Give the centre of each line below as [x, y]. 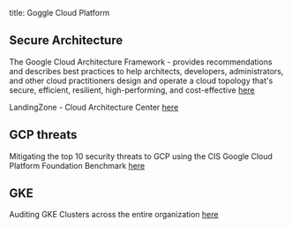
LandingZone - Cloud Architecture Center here [94, 107]
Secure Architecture [66, 40]
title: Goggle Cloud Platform [60, 13]
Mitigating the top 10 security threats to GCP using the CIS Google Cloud [141, 156]
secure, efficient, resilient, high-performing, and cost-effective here [132, 90]
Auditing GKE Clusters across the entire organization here [114, 215]
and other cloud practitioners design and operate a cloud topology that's [141, 80]
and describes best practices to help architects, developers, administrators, [146, 71]
